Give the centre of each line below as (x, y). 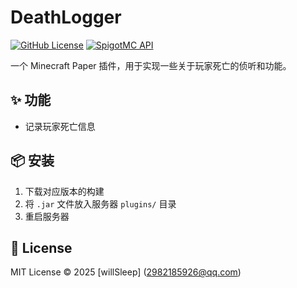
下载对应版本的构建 (64, 191)
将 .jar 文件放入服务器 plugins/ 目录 (100, 203)
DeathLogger (66, 17)
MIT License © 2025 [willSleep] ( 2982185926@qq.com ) (126, 272)
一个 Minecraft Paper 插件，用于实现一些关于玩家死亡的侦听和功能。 (151, 65)
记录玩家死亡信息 (60, 126)
